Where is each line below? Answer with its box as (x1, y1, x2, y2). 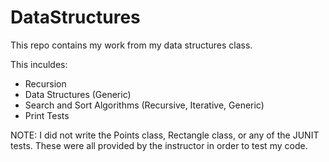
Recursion (24, 77, 67, 90)
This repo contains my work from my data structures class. (10, 39, 253, 51)
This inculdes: (10, 58, 68, 70)
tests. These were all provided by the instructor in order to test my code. (10, 139, 308, 151)
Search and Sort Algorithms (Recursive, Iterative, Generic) (24, 99, 265, 111)
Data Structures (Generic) (24, 88, 132, 100)
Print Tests (24, 109, 70, 121)
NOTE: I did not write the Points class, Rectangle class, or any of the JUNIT (10, 129, 320, 141)
